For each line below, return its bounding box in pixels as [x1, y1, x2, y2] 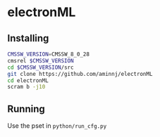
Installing [7, 32, 49, 44]
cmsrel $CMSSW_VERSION [7, 57, 74, 64]
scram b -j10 [7, 84, 46, 91]
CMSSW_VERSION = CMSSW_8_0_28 [7, 51, 90, 58]
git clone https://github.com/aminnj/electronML [7, 70, 153, 77]
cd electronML [7, 77, 49, 84]
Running [7, 103, 46, 115]
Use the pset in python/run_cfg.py [7, 122, 107, 130]
